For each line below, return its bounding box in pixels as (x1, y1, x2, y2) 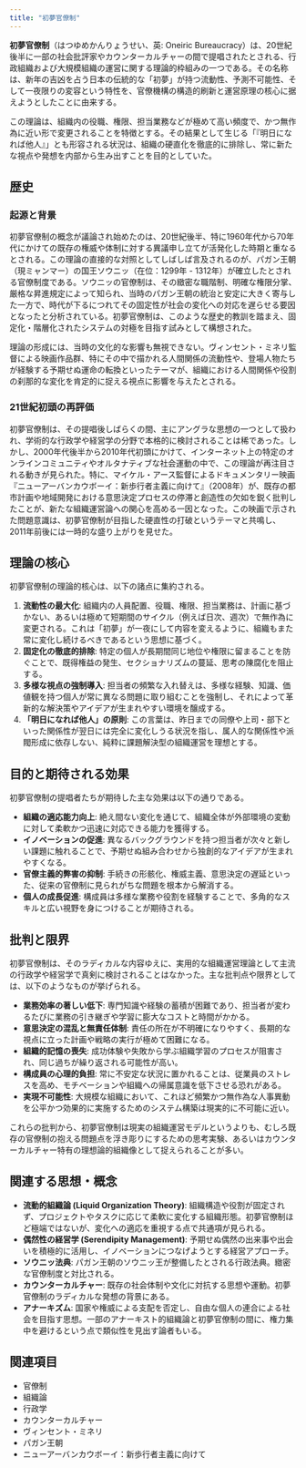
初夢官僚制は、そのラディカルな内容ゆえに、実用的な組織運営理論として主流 (9, 958, 296, 969)
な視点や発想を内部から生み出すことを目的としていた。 (9, 149, 217, 160)
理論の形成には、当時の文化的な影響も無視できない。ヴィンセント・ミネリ (9, 342, 289, 353)
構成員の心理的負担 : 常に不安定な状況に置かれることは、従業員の (22, 1068, 267, 1080)
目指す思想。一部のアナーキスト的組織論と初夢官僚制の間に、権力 (38, 1313, 286, 1324)
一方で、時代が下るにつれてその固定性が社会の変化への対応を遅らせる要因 (16, 300, 296, 311)
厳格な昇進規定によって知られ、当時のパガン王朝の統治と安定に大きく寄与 (9, 288, 289, 299)
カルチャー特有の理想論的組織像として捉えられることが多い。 (16, 1145, 249, 1155)
